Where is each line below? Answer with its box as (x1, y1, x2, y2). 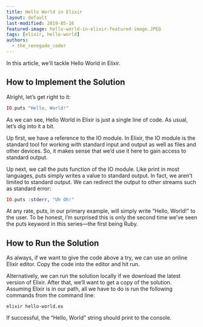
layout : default (6, 15, 47, 21)
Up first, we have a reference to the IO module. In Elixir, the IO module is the (6, 134, 196, 142)
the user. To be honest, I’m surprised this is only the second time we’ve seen (6, 214, 198, 221)
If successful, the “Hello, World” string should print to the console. (6, 314, 171, 322)
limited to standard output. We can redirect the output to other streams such (6, 178, 197, 185)
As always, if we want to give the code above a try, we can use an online (6, 254, 188, 261)
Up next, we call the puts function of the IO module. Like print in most (6, 165, 180, 173)
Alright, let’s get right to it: (6, 93, 71, 100)
